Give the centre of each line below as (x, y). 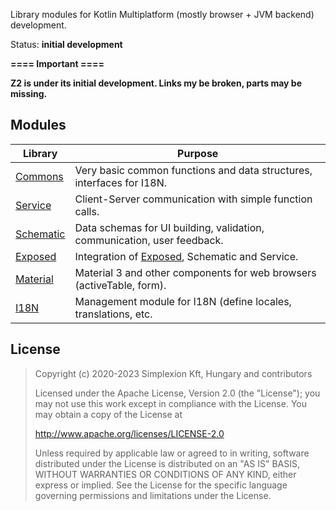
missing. (29, 93)
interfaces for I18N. (121, 182)
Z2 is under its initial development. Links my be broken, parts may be (156, 83)
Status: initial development (66, 44)
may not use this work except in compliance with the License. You (170, 403)
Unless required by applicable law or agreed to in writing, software (172, 453)
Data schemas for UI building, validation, (169, 227)
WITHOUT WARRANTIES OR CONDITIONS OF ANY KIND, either (165, 474)
